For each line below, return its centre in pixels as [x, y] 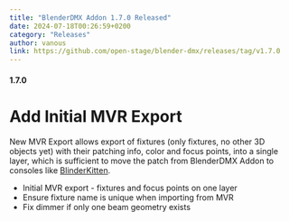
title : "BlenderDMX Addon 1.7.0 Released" [90, 18]
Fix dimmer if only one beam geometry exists [107, 207]
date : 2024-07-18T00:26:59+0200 [70, 26]
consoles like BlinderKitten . [60, 170]
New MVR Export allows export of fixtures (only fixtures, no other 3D [137, 142]
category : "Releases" [50, 34]
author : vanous [38, 43]
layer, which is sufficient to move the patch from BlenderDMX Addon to [141, 161]
